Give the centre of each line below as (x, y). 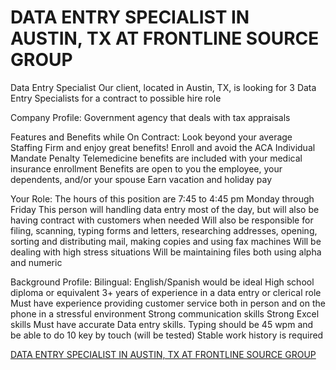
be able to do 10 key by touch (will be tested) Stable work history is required (167, 335)
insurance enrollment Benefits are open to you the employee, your (146, 168)
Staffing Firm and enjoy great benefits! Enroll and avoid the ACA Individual (163, 147)
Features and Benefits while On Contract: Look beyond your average (151, 137)
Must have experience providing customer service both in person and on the (168, 303)
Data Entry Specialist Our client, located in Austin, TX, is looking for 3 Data (163, 87)
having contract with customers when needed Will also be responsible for (162, 220)
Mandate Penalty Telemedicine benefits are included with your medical (156, 158)
